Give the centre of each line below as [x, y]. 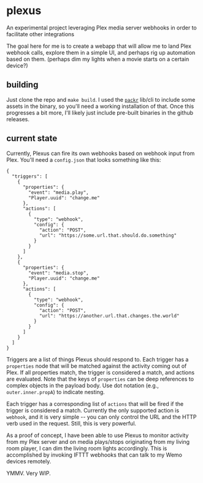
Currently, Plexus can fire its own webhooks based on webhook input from [101, 153]
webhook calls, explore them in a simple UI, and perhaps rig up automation [101, 52]
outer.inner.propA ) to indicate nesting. [56, 392]
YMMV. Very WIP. [29, 473]
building [22, 85]
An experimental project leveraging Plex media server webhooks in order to [102, 28]
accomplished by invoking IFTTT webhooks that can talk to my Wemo [94, 455]
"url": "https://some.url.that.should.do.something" [108, 235]
